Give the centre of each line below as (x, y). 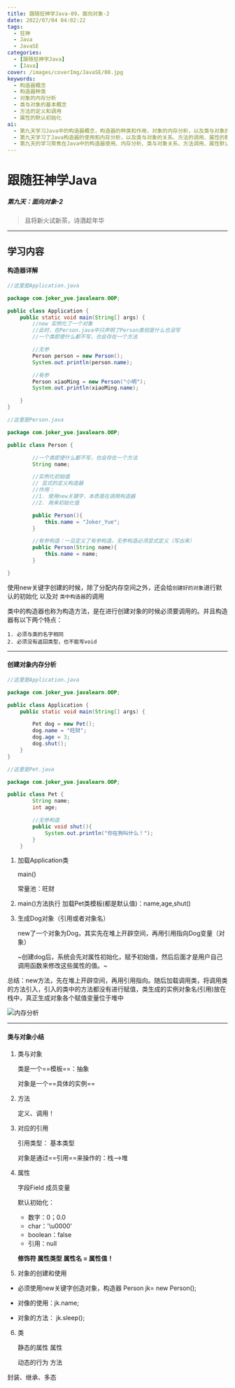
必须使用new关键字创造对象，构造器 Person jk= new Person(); (107, 1288)
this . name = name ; (71, 554)
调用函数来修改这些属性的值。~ (63, 966)
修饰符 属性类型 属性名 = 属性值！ (65, 1258)
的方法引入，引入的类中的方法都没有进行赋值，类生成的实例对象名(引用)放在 (117, 989)
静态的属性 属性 (40, 1347)
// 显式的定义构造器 (58, 483)
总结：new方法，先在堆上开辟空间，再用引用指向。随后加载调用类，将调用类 (117, 980)
